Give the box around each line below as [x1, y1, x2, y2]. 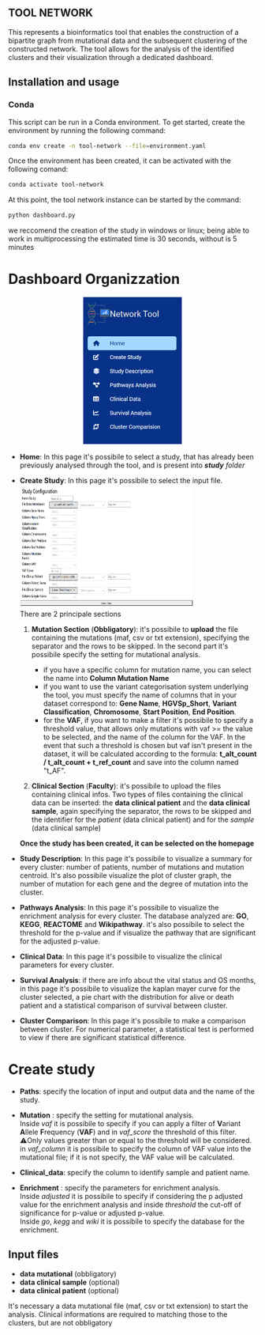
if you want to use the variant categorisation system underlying [43, 682, 248, 691]
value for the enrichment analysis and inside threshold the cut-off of [19, 1200, 242, 1209]
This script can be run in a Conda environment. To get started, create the [8, 117, 245, 127]
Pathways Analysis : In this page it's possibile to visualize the [19, 903, 219, 913]
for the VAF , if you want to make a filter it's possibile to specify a [43, 716, 254, 725]
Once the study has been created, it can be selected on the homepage [19, 838, 255, 849]
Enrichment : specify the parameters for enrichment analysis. [19, 1183, 221, 1193]
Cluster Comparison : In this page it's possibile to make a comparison [19, 1016, 246, 1026]
